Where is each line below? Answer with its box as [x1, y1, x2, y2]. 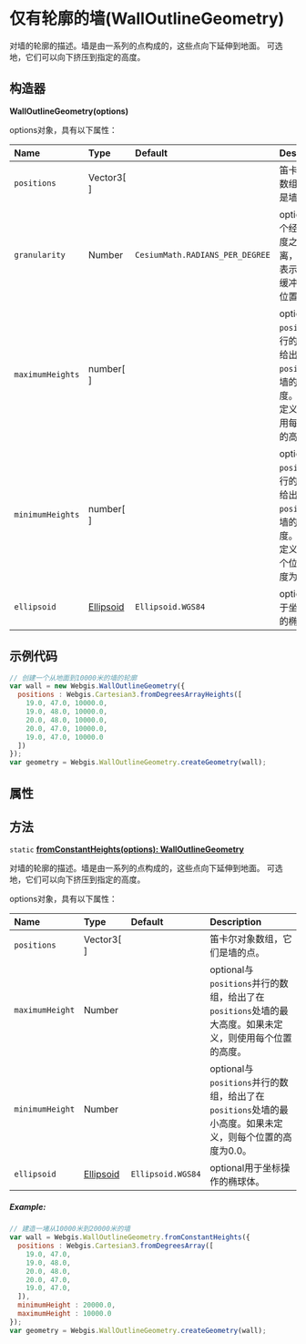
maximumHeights [14, 369, 80, 379]
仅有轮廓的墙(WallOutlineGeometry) [9, 8, 285, 29]
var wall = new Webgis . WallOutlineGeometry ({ [9, 682, 185, 691]
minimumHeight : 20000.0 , [17, 1300, 117, 1310]
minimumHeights [14, 509, 80, 519]
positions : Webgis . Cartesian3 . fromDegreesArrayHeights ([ [17, 690, 243, 700]
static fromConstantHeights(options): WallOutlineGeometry [9, 844, 244, 855]
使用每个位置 [236, 1031, 292, 1044]
